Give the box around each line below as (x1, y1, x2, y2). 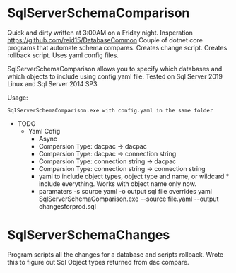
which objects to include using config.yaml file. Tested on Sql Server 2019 (7, 72, 223, 81)
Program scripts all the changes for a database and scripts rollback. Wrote (7, 250, 224, 259)
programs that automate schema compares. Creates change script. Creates (7, 43, 228, 52)
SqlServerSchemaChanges (7, 227, 170, 243)
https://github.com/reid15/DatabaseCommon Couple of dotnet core (7, 35, 203, 44)
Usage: (7, 93, 28, 102)
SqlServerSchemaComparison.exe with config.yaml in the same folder (7, 107, 213, 114)
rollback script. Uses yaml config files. (7, 51, 119, 59)
